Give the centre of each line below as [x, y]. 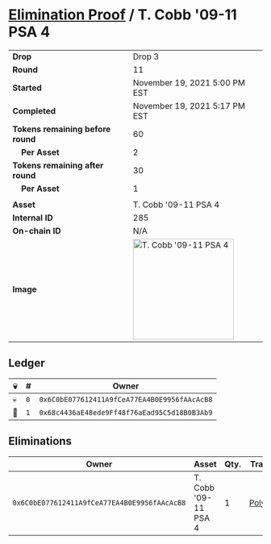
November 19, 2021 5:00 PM [189, 82]
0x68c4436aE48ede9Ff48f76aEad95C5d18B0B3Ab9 [126, 412]
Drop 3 [146, 56]
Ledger [27, 363]
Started [27, 88]
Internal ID [33, 218]
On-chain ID [37, 230]
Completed [34, 110]
